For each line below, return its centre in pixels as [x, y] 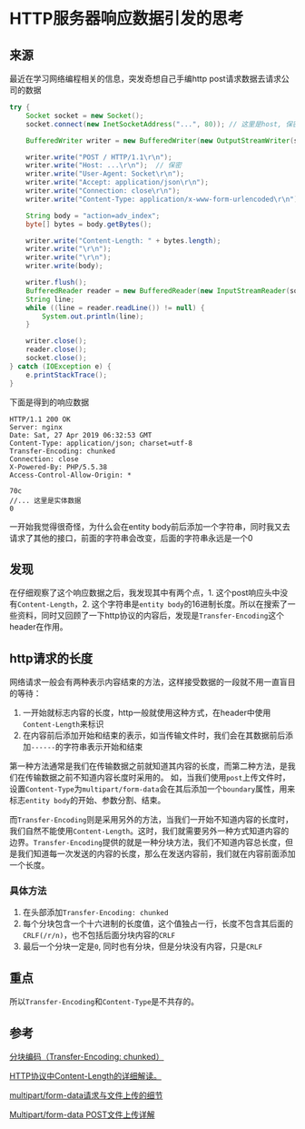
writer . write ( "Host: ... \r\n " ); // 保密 [104, 166]
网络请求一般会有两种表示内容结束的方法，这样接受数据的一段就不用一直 [144, 682]
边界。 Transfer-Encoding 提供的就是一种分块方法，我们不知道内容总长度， [148, 842]
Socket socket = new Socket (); [85, 116]
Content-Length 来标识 [63, 724]
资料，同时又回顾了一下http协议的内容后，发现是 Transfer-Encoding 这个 [150, 616]
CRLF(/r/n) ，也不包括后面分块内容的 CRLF [99, 935]
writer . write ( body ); [64, 266]
